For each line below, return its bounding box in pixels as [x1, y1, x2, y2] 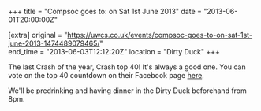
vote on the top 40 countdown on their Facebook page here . [8, 71, 205, 80]
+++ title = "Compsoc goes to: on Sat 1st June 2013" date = [8, 7, 203, 16]
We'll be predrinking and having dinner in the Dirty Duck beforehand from [8, 86, 247, 95]
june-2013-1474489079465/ [8, 39, 100, 48]
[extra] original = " [8, 31, 68, 39]
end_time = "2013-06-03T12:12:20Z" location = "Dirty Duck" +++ [8, 47, 221, 56]
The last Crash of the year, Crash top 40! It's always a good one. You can [8, 62, 246, 72]
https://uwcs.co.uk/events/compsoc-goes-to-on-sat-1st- [66, 31, 253, 39]
